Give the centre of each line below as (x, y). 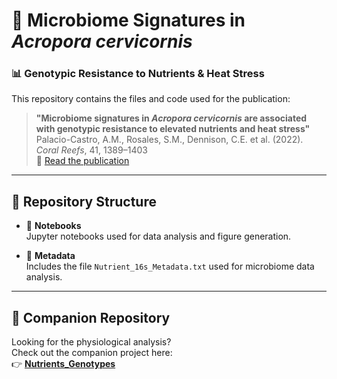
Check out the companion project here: (92, 353)
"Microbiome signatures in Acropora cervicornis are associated (171, 118)
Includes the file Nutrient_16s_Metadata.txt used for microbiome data (170, 266)
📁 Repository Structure (84, 201)
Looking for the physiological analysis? (91, 342)
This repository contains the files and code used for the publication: (151, 99)
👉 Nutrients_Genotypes (63, 364)
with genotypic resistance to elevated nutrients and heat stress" (173, 129)
